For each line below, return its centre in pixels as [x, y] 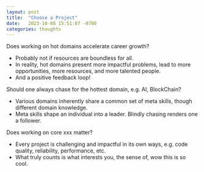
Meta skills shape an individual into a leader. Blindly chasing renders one [107, 114]
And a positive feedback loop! [53, 77]
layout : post [23, 12]
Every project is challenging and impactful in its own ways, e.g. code [101, 145]
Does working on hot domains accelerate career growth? [78, 46]
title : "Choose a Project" [42, 18]
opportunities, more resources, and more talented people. [88, 71]
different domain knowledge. [51, 108]
